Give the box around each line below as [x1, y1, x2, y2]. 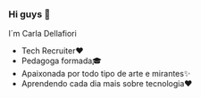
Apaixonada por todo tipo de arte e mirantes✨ [21, 69, 191, 79]
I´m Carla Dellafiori [8, 29, 77, 39]
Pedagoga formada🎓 [21, 55, 102, 66]
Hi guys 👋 [8, 8, 51, 20]
